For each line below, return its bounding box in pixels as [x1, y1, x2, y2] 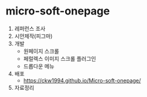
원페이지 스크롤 [23, 47, 60, 55]
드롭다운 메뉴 [23, 62, 55, 70]
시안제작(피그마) [14, 32, 53, 40]
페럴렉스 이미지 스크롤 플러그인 [23, 55, 96, 62]
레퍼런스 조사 [14, 25, 46, 32]
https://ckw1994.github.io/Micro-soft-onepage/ [23, 77, 141, 84]
